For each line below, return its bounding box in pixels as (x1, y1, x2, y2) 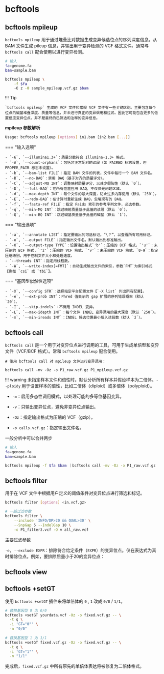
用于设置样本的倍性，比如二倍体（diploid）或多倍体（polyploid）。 (22, 382, 155, 389)
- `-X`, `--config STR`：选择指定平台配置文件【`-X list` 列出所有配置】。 (5, 289, 146, 294)
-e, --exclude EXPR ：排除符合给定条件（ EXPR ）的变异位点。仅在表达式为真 (5, 547, 157, 553)
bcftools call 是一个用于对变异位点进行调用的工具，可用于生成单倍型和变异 (5, 342, 160, 348)
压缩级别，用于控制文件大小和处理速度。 (5, 253, 74, 259)
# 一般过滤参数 (5, 509, 32, 514)
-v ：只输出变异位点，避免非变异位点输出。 (12, 404, 99, 410)
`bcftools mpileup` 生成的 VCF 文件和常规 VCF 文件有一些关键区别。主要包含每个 (5, 105, 156, 110)
